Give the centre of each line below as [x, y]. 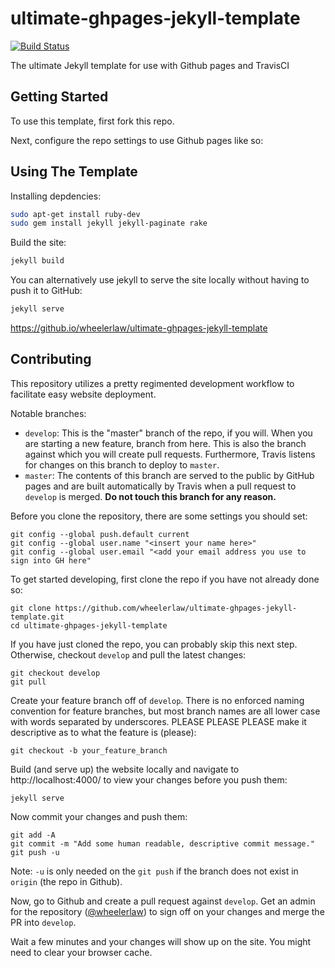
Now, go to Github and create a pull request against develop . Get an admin [163, 901]
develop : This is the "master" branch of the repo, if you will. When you [168, 433]
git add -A [33, 835]
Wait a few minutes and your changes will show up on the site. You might [161, 941]
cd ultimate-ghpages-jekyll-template [89, 625]
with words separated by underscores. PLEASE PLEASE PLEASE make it [158, 721]
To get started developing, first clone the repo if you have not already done [165, 579]
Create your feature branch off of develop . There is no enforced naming [157, 700]
